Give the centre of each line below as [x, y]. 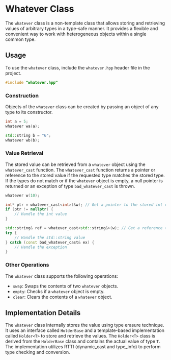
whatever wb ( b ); [22, 140]
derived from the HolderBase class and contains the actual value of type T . [83, 341]
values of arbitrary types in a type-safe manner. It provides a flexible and [82, 28]
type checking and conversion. [38, 352]
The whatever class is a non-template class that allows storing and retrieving [85, 23]
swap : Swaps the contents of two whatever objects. [65, 286]
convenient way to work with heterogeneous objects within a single [76, 34]
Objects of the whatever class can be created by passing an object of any [82, 106]
